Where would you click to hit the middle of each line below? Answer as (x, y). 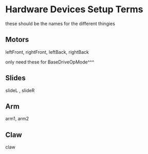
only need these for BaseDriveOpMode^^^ (50, 62)
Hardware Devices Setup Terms (74, 9)
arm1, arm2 (17, 119)
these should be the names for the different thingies (60, 24)
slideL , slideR (20, 90)
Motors (17, 40)
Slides (15, 78)
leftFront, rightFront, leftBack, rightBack (47, 52)
